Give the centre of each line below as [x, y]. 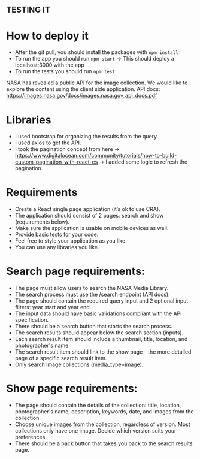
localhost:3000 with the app [50, 65]
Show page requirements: [72, 389]
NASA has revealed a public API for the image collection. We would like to [97, 83]
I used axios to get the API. [48, 143]
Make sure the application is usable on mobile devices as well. [92, 228]
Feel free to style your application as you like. [71, 241]
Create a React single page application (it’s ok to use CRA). [87, 209]
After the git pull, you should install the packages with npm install [96, 52]
